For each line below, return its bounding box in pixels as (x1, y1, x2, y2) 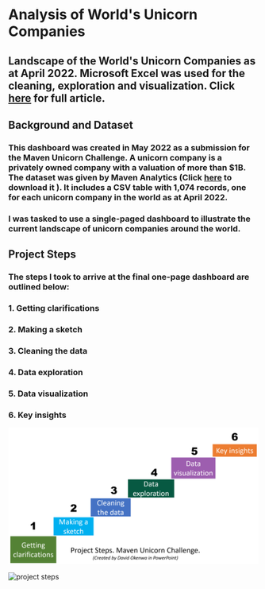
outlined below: (8, 281, 70, 293)
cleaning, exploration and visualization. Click (8, 79, 236, 92)
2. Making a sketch (8, 324, 83, 335)
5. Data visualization (8, 388, 89, 399)
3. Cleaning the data (8, 345, 88, 356)
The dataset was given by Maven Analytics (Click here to (8, 172, 232, 183)
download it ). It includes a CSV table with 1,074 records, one (8, 181, 247, 192)
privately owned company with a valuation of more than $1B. (8, 161, 246, 172)
